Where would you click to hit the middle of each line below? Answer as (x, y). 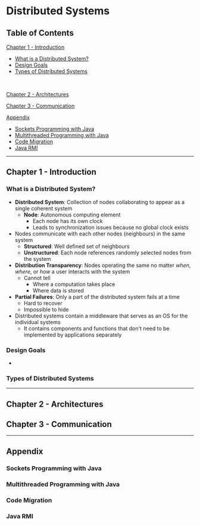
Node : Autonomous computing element (72, 215)
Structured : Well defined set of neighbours (76, 246)
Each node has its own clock (68, 221)
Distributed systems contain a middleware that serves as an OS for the (101, 316)
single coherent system (43, 208)
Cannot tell (37, 278)
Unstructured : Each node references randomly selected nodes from (107, 252)
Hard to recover (43, 303)
